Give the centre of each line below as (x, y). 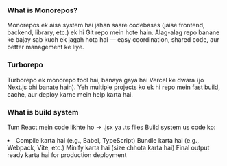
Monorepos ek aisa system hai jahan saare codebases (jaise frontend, (106, 25)
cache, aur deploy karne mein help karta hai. (70, 94)
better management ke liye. (46, 47)
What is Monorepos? (43, 10)
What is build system (43, 112)
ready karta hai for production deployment (67, 155)
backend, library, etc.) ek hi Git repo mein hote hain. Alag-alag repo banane (113, 32)
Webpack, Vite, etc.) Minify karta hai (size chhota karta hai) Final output (108, 147)
